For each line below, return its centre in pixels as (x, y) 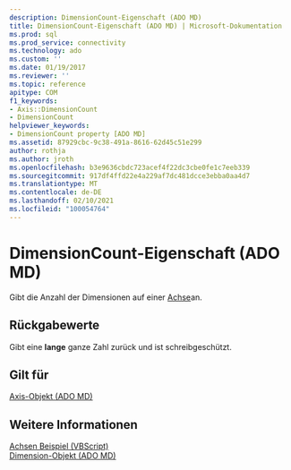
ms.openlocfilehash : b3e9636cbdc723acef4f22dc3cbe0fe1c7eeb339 (130, 167)
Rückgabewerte (55, 325)
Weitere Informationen (74, 425)
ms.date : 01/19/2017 (48, 68)
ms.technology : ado (46, 51)
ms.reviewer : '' (39, 76)
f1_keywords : (34, 101)
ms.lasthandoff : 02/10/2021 (62, 201)
